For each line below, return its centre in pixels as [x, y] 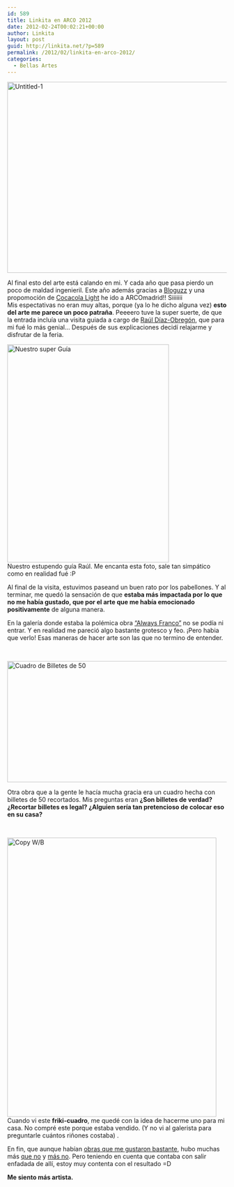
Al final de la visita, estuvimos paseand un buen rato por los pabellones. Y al [117, 587]
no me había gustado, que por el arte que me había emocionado [101, 602]
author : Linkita [31, 33]
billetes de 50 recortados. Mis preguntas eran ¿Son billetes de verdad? [110, 799]
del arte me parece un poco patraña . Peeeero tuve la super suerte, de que [115, 312]
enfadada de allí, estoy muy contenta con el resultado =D [89, 1163]
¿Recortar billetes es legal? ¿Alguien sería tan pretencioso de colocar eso [116, 807]
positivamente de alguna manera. [56, 609]
